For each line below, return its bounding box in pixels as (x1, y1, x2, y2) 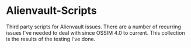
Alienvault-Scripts (6, 4, 98, 17)
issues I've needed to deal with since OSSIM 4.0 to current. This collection (6, 29, 185, 36)
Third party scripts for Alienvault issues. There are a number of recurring (6, 23, 181, 30)
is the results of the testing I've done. (6, 35, 96, 42)
